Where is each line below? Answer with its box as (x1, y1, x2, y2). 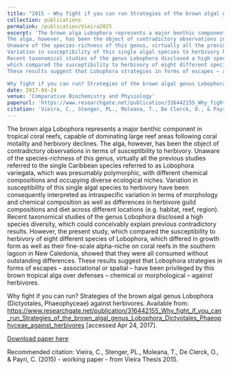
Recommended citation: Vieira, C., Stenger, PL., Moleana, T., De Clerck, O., (7, 347, 219, 356)
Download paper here (7, 334, 69, 342)
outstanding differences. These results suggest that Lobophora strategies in (7, 256, 223, 265)
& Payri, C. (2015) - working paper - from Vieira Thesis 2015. (7, 355, 179, 363)
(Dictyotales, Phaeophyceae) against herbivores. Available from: (7, 299, 189, 307)
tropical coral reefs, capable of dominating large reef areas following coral (7, 132, 217, 140)
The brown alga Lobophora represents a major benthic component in (7, 125, 203, 133)
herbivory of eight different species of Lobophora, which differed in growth (7, 234, 220, 243)
